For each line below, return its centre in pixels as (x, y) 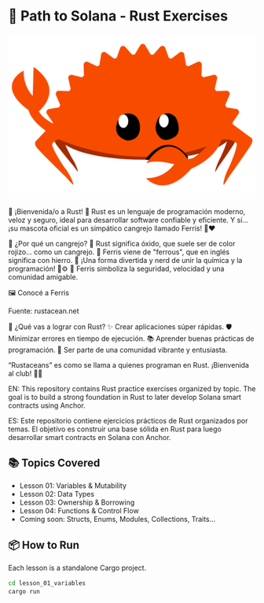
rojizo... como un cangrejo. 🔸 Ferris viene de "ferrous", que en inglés (119, 252)
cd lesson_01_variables (47, 583)
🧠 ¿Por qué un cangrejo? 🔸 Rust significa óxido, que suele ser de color (122, 243)
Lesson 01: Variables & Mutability (73, 486)
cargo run (24, 592)
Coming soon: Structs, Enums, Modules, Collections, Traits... (117, 520)
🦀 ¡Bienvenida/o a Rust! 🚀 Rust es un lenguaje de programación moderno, (127, 211)
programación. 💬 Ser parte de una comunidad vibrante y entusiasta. (118, 350)
